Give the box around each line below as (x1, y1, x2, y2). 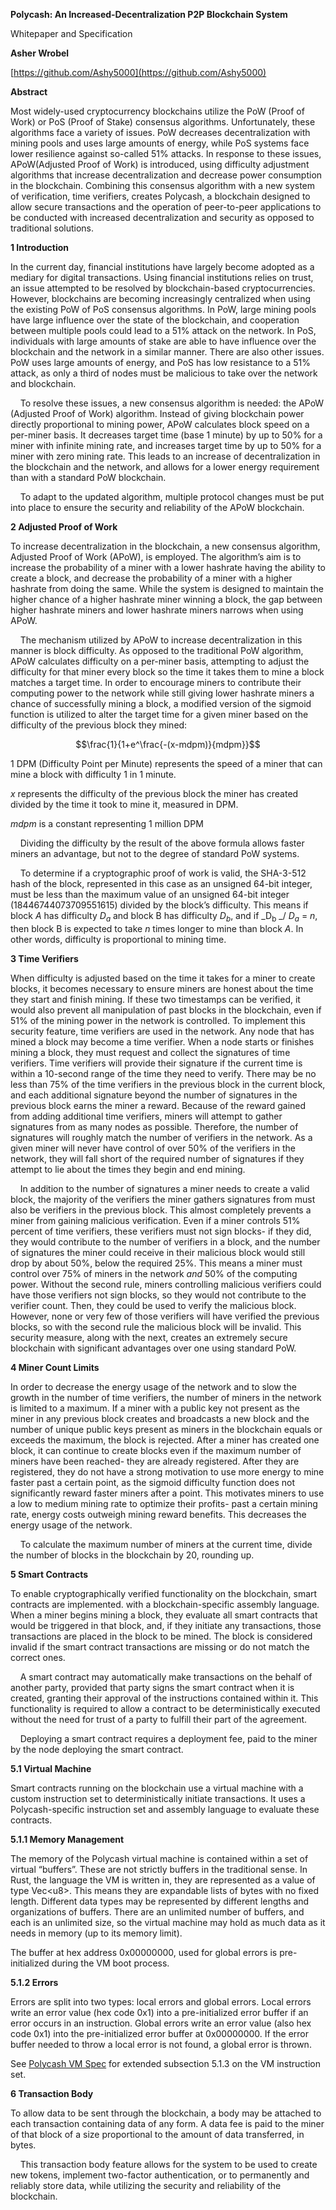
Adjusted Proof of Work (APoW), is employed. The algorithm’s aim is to (10, 551, 302, 563)
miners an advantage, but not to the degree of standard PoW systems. (10, 848, 300, 859)
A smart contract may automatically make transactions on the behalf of (19, 1670, 313, 1683)
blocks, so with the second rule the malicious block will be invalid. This (10, 1320, 302, 1333)
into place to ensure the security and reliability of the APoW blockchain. (10, 502, 305, 513)
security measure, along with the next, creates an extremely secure (10, 1331, 288, 1343)
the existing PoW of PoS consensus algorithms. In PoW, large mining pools (10, 304, 317, 315)
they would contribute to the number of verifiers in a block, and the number (10, 1235, 321, 1248)
